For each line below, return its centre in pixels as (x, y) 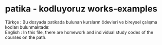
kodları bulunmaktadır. (27, 27)
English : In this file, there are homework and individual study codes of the (79, 32)
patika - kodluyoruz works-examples (81, 9)
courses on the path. (26, 37)
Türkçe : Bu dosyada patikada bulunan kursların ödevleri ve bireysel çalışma (81, 22)
